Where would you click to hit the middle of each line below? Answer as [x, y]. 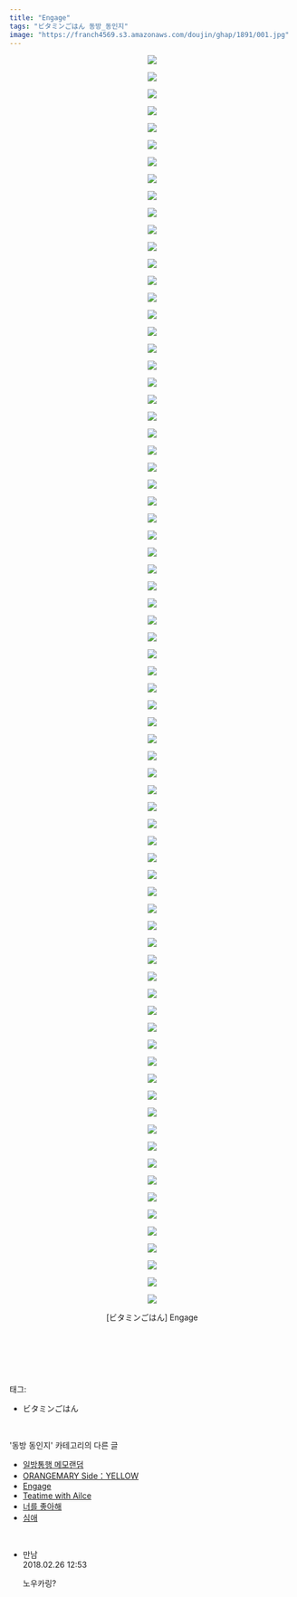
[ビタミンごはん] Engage [152, 1317]
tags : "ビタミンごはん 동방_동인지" [69, 26]
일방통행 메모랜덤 [53, 1465]
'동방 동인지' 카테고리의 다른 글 [64, 1446]
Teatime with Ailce [57, 1496]
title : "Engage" [40, 18]
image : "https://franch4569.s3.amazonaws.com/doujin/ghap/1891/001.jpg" [149, 34]
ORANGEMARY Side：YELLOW [80, 1476]
